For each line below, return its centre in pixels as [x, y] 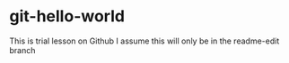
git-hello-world [67, 16]
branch [22, 50]
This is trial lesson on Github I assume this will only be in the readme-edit [144, 41]
